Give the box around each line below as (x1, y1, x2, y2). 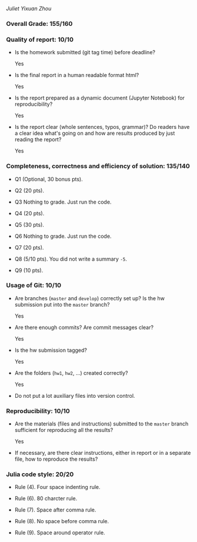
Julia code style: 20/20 (6, 470, 74, 478)
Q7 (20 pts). (14, 244, 44, 251)
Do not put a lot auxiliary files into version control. (14, 392, 135, 399)
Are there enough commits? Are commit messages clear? (14, 324, 154, 331)
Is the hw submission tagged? (14, 347, 87, 354)
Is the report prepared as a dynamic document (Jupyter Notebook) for (14, 94, 185, 102)
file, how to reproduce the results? (14, 455, 98, 463)
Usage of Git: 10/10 (6, 281, 62, 290)
